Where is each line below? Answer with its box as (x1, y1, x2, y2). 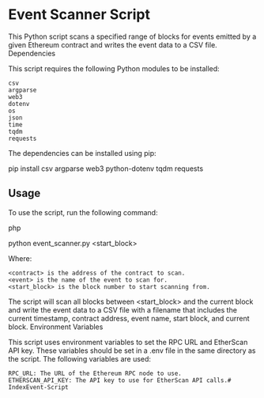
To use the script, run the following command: (8, 207, 158, 217)
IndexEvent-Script (8, 383, 69, 391)
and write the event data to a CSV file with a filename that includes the (8, 305, 237, 314)
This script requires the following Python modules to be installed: (8, 63, 220, 73)
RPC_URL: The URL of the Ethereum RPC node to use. (8, 370, 182, 377)
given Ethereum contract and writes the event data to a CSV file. (8, 40, 217, 49)
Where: (8, 253, 32, 263)
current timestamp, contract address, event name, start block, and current (8, 313, 251, 323)
